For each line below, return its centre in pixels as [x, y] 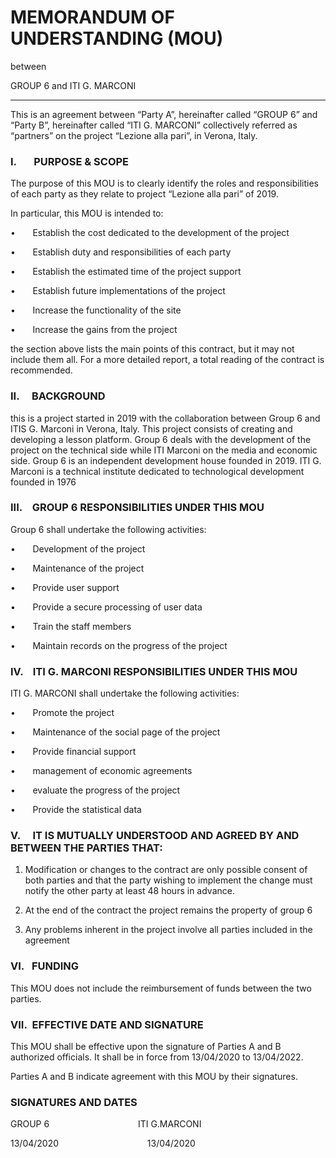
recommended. [41, 370]
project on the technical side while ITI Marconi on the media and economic [164, 450]
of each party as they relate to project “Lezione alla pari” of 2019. [144, 194]
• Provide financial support [73, 752]
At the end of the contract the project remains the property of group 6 [168, 910]
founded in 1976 [43, 482]
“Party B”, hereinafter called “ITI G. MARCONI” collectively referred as [154, 125]
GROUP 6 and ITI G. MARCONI [73, 85]
